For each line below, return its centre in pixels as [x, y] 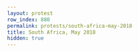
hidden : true [26, 38]
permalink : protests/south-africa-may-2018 [70, 26]
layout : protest [30, 13]
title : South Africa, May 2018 [51, 32]
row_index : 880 [29, 20]
